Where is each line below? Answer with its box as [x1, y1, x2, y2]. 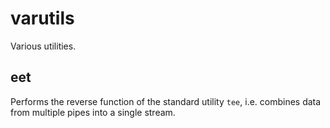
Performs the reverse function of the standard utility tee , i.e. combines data [10, 95, 322, 107]
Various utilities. [10, 40, 77, 52]
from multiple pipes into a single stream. [10, 106, 176, 118]
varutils [10, 7, 75, 30]
